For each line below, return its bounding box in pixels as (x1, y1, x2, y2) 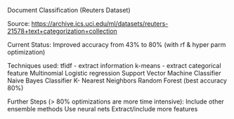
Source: (7, 20, 30, 27)
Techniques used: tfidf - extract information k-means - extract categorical (7, 62, 221, 69)
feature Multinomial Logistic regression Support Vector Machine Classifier (7, 69, 221, 77)
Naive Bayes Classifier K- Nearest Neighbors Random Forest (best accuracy (7, 76, 227, 85)
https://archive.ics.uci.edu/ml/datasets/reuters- (31, 20, 169, 27)
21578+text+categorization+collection (7, 27, 117, 35)
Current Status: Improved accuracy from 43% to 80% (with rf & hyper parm (7, 41, 226, 48)
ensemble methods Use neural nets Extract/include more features (7, 105, 198, 113)
